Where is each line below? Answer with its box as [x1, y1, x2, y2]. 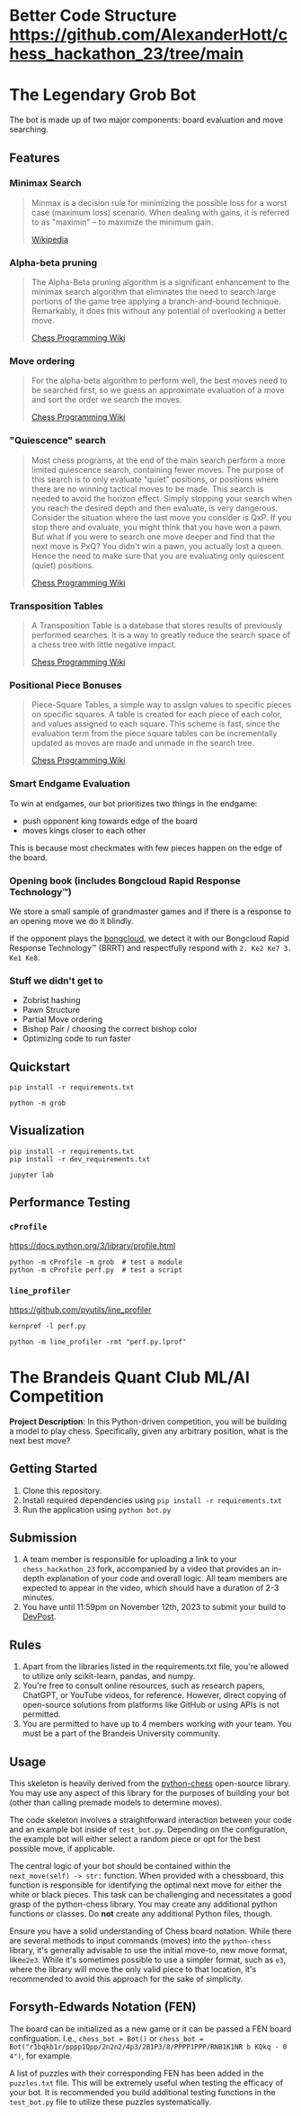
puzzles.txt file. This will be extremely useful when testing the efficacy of [9, 2077, 284, 2088]
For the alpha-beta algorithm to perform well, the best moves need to [31, 375, 288, 387]
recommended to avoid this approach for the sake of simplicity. [9, 1973, 243, 1984]
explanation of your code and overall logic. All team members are [46, 1573, 288, 1584]
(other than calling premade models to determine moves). [9, 1797, 223, 1808]
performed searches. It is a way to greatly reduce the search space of [31, 630, 290, 640]
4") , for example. [9, 2050, 73, 2061]
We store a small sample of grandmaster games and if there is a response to [9, 905, 292, 917]
